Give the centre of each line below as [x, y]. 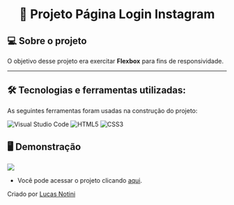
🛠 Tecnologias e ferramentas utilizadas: [97, 90]
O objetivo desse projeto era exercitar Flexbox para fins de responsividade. [116, 61]
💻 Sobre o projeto [47, 41]
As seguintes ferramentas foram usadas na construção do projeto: [102, 110]
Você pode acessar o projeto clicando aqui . [80, 180]
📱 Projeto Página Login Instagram [117, 14]
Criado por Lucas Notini [41, 194]
